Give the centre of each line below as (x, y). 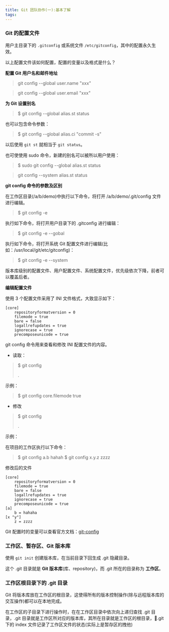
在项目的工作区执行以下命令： (36, 447)
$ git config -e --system (43, 260)
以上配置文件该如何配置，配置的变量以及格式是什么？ (61, 62)
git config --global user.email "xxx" (54, 93)
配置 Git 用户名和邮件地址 (32, 73)
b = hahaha (26, 513)
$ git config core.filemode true (49, 395)
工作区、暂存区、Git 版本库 (38, 546)
